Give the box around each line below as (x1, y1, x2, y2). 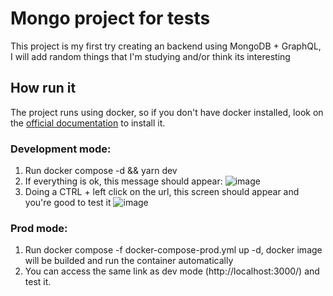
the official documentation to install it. (10, 117, 166, 129)
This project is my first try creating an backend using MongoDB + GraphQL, (10, 40, 322, 52)
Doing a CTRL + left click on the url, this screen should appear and (24, 186, 300, 198)
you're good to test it (24, 197, 112, 209)
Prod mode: (10, 221, 68, 235)
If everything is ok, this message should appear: (24, 175, 223, 187)
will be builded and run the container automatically (24, 255, 234, 267)
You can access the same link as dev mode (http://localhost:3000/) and (24, 265, 320, 277)
